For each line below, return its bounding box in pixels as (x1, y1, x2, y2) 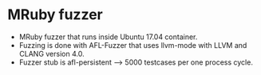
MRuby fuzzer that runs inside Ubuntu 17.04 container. (18, 32, 198, 41)
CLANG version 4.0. (18, 49, 85, 58)
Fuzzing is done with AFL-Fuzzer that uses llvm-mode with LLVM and (18, 40, 247, 49)
